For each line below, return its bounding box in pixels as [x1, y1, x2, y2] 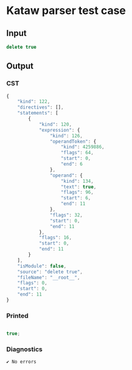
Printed [6, 311, 29, 320]
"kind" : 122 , [17, 99, 50, 105]
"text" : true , [60, 183, 97, 190]
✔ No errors [6, 359, 36, 365]
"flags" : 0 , [17, 280, 47, 286]
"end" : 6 [60, 161, 83, 168]
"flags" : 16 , [38, 235, 72, 241]
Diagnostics [6, 345, 43, 354]
